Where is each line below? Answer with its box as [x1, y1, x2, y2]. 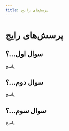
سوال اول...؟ [5, 49, 43, 59]
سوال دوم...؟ [5, 78, 44, 87]
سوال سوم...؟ [5, 106, 47, 115]
